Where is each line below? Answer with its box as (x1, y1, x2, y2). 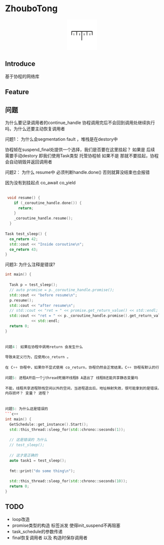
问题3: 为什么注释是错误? (5, 262, 55, 268)
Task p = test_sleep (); (9, 282, 58, 287)
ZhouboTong (5, 3, 58, 14)
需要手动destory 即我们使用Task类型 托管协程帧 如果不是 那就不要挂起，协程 (5, 152, 159, 158)
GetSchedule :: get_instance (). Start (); (9, 422, 89, 427)
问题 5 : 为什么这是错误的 (5, 406, 48, 412)
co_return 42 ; (9, 236, 38, 242)
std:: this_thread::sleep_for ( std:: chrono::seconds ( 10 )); (9, 479, 128, 484)
